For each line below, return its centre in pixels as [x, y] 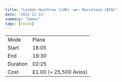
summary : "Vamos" [23, 19]
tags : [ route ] [20, 24]
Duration [18, 64]
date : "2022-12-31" [25, 14]
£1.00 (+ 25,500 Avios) [60, 72]
